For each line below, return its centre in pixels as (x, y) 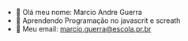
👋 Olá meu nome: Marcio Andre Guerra (79, 12)
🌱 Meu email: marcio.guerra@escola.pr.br (83, 29)
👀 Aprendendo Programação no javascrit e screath (98, 20)
